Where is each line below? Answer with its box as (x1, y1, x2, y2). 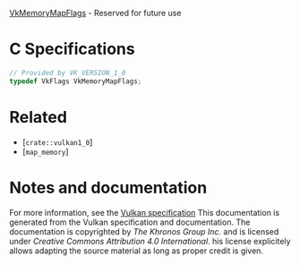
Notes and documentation (9, 177, 208, 198)
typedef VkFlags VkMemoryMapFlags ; (9, 76, 142, 86)
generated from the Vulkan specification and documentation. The (9, 217, 251, 227)
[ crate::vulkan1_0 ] (21, 136, 93, 147)
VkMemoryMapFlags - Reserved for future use (9, 8, 182, 18)
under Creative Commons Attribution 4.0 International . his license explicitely (9, 235, 291, 246)
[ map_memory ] (21, 146, 69, 157)
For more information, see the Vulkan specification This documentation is (9, 207, 280, 218)
